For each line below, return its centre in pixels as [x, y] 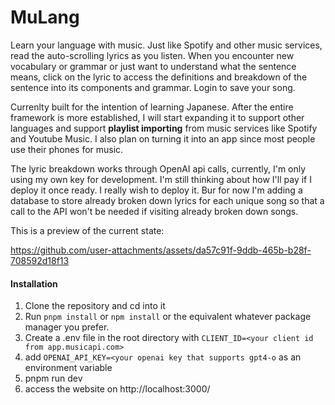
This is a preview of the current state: [87, 230]
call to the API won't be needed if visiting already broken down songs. [154, 211]
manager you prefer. [67, 327]
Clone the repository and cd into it [95, 306]
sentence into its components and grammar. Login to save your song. [153, 87]
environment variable [68, 368]
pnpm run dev [53, 378]
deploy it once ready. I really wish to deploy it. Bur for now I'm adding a [156, 190]
